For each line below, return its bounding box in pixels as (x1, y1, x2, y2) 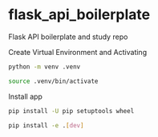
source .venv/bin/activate (8, 77, 99, 85)
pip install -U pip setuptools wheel (8, 107, 135, 115)
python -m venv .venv (8, 62, 81, 71)
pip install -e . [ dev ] (8, 121, 84, 129)
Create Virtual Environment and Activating (8, 47, 147, 57)
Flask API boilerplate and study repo (8, 32, 128, 41)
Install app (8, 92, 43, 101)
